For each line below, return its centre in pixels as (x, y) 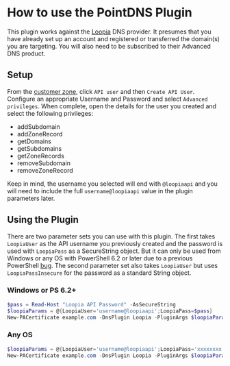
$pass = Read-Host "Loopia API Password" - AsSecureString (91, 304)
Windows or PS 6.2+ (42, 291)
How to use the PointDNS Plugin (100, 13)
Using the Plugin (43, 220)
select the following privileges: (50, 113)
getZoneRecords (41, 156)
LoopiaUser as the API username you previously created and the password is (115, 243)
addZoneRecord (40, 134)
